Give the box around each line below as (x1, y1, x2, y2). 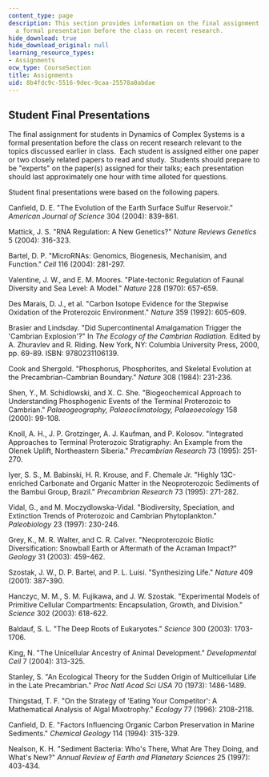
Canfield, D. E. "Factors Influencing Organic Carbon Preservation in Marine (8, 720, 255, 730)
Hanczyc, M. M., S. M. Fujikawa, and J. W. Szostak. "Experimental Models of (8, 591, 260, 601)
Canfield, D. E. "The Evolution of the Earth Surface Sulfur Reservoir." (8, 203, 234, 213)
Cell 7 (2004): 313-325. (8, 657, 86, 667)
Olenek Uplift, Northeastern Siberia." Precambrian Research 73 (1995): (8, 446, 242, 456)
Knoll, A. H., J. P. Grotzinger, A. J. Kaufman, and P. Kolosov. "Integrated (8, 429, 243, 439)
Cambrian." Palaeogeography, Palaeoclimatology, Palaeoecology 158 (8, 405, 238, 415)
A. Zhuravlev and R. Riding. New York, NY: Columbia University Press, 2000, (8, 340, 260, 350)
